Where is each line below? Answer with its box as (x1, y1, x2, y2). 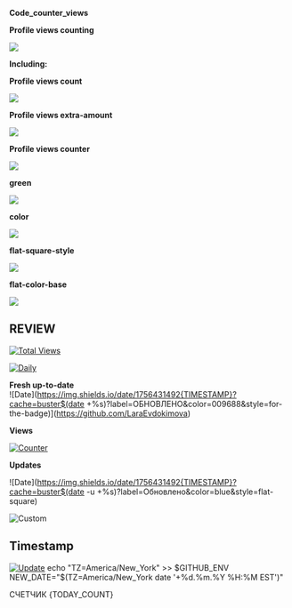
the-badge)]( (9, 408, 57, 419)
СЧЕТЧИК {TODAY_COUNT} (9, 588, 114, 599)
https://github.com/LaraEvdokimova (56, 408, 189, 419)
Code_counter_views (9, 8, 89, 18)
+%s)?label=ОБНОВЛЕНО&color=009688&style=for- (85, 398, 283, 409)
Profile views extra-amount (9, 110, 113, 120)
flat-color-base (9, 279, 68, 290)
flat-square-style (9, 245, 75, 256)
